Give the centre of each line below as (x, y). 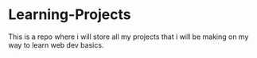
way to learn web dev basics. (56, 44)
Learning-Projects (70, 15)
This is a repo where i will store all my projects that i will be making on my (128, 37)
